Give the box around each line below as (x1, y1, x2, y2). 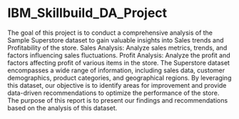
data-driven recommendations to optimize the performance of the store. (7, 89, 220, 97)
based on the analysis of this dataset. (7, 103, 118, 112)
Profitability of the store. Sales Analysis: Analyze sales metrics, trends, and (7, 43, 228, 52)
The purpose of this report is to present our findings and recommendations (7, 96, 228, 104)
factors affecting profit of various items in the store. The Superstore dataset (7, 58, 230, 67)
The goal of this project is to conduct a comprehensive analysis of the (7, 28, 213, 37)
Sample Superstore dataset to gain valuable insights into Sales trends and (7, 35, 224, 44)
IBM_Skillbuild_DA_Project (7, 5, 168, 21)
